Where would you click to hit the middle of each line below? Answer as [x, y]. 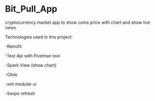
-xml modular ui [21, 84]
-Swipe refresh [20, 93]
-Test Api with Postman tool [33, 56]
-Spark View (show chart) [31, 65]
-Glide [11, 74]
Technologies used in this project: [39, 37]
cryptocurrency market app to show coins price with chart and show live [78, 22]
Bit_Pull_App [31, 9]
